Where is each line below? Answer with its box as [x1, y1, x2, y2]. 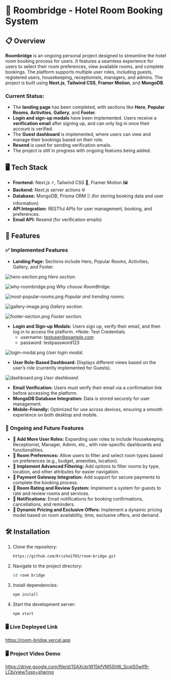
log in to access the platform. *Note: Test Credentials [12, 328, 125, 334]
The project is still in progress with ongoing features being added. [12, 148, 152, 154]
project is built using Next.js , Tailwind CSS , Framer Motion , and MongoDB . [5, 80, 165, 86]
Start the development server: [12, 601, 76, 607]
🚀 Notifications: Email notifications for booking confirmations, [12, 496, 144, 502]
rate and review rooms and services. [12, 490, 90, 496]
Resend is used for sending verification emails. [12, 142, 112, 148]
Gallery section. [50, 303, 83, 309]
